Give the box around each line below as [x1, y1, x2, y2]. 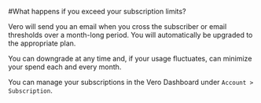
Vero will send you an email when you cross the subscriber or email [8, 22, 227, 31]
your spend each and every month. [8, 62, 122, 72]
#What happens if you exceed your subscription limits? [8, 7, 186, 16]
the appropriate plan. [8, 39, 76, 48]
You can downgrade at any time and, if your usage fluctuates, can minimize [8, 54, 252, 63]
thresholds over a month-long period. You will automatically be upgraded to [8, 31, 253, 39]
